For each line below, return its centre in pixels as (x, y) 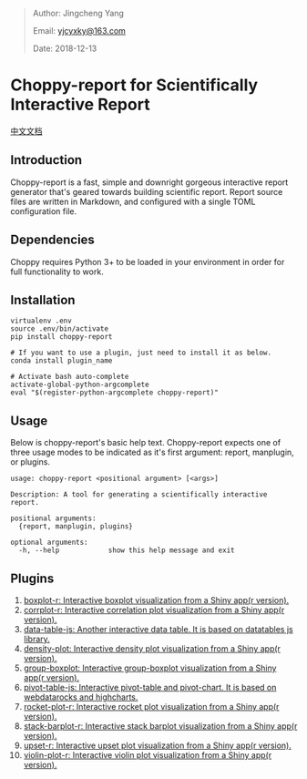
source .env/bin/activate (59, 329)
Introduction (46, 160)
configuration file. (43, 211)
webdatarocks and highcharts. (81, 697)
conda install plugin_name (61, 361)
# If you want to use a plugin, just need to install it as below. (141, 353)
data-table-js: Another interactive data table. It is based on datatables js (159, 629)
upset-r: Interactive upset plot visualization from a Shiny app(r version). (158, 745)
